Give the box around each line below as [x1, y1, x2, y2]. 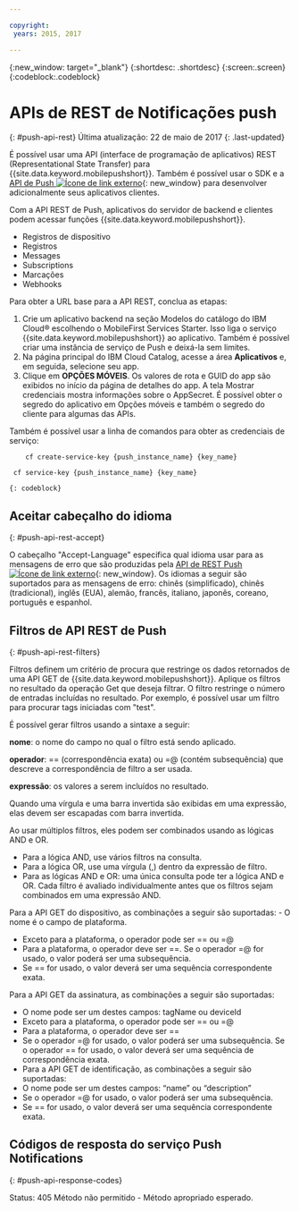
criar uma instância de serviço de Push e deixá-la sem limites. [21, 342, 251, 353]
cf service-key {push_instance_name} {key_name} [12, 469, 198, 478]
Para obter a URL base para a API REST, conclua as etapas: [9, 296, 228, 307]
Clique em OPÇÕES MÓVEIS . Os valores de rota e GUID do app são [21, 370, 271, 381]
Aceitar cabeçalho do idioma [9, 508, 172, 523]
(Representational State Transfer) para [9, 158, 151, 170]
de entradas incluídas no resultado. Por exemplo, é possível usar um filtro [9, 692, 279, 703]
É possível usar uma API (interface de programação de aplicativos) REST [9, 149, 277, 160]
